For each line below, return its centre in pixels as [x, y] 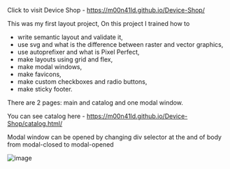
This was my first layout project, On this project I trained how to [99, 23]
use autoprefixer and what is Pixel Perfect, [78, 52]
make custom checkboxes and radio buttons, [82, 82]
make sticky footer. [45, 89]
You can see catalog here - [46, 116]
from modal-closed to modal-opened [60, 145]
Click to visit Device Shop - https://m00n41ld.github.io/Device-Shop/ [106, 10]
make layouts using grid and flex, [65, 59]
